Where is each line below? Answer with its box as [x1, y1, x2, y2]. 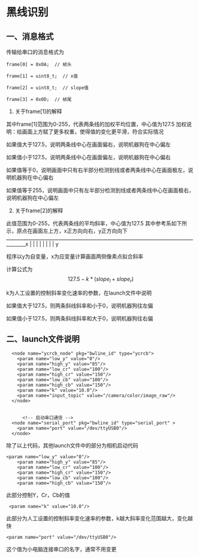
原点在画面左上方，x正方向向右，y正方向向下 [16, 227, 128, 235]
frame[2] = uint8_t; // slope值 [6, 85, 89, 91]
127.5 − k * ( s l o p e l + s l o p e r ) [68, 275, 134, 284]
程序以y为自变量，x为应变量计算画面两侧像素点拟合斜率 [6, 253, 144, 260]
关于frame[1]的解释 [14, 108, 62, 115]
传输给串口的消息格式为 [6, 49, 64, 55]
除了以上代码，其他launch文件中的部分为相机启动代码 [6, 441, 139, 449]
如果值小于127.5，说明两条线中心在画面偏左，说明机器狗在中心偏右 [6, 154, 171, 161]
